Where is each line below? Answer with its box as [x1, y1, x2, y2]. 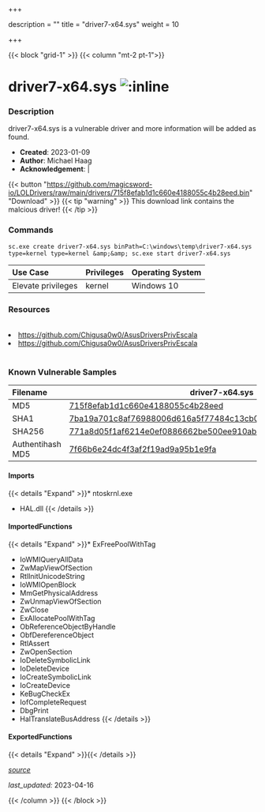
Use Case [12, 266, 50, 277]
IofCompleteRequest [19, 697, 87, 707]
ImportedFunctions [8, 522, 73, 532]
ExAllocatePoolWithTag [19, 613, 95, 622]
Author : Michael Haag [19, 156, 92, 166]
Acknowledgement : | [19, 164, 91, 174]
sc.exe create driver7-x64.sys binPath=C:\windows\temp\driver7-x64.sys [8, 242, 252, 250]
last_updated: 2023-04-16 [8, 780, 95, 790]
